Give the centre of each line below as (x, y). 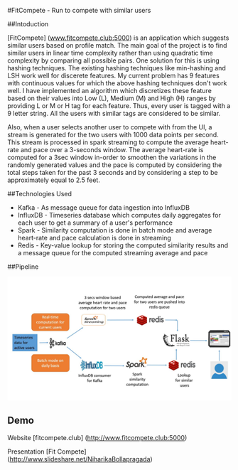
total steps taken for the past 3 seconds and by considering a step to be (113, 172)
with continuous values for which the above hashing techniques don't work (117, 83)
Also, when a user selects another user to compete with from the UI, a (110, 127)
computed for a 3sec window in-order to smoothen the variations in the (112, 157)
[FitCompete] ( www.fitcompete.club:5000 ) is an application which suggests (118, 38)
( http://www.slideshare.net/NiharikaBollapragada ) (80, 459)
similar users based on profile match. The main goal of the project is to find (117, 45)
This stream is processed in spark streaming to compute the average (108, 142)
